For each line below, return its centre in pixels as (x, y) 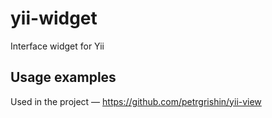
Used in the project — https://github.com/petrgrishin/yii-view (136, 101)
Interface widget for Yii (57, 46)
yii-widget (54, 18)
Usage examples (63, 77)
